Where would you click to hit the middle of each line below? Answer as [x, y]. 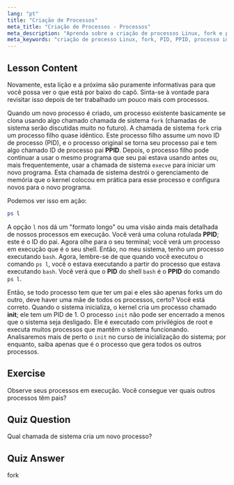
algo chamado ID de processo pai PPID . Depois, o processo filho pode [108, 150]
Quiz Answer [36, 458]
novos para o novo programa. [49, 187]
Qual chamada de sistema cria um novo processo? [80, 436]
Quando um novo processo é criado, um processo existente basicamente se [117, 113]
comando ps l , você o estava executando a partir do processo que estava [114, 264]
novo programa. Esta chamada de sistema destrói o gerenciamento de [108, 172]
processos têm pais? [37, 398]
